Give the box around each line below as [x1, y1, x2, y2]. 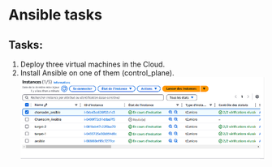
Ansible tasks [8, 6, 103, 24]
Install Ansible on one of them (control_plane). [19, 68, 175, 78]
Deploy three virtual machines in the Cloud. [19, 59, 165, 69]
